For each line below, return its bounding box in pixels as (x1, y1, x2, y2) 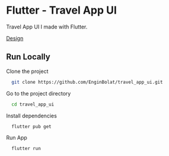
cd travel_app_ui (11, 101, 55, 107)
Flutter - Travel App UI (6, 4, 117, 17)
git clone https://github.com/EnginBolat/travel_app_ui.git (11, 79, 163, 85)
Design (6, 34, 24, 42)
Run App (6, 134, 28, 141)
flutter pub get (11, 123, 52, 129)
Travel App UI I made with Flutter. (6, 23, 88, 30)
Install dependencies (6, 112, 58, 119)
